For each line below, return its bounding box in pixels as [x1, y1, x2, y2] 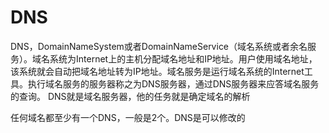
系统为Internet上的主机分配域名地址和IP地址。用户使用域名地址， [49, 52, 318, 65]
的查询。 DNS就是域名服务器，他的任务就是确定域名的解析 [10, 90, 251, 102]
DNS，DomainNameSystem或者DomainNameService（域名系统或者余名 [10, 40, 308, 52]
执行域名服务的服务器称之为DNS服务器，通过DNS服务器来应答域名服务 [27, 77, 320, 90]
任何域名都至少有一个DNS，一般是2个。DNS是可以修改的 [10, 111, 246, 123]
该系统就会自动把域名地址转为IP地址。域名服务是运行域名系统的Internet [10, 65, 305, 77]
